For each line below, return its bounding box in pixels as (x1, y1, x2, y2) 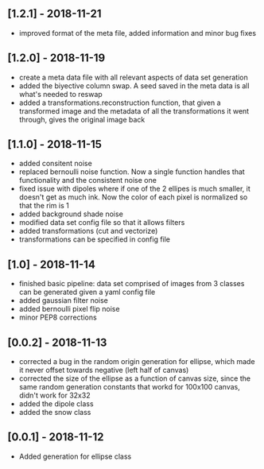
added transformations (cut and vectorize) (18, 227, 158, 236)
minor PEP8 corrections (18, 312, 97, 322)
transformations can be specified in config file (18, 234, 171, 244)
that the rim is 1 (18, 201, 69, 211)
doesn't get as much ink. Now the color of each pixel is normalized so (18, 192, 248, 202)
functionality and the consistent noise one (18, 176, 157, 185)
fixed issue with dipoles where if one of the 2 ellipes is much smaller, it (18, 184, 251, 194)
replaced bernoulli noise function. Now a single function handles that (18, 167, 246, 176)
